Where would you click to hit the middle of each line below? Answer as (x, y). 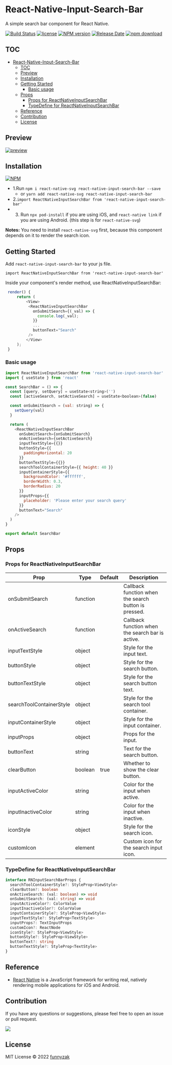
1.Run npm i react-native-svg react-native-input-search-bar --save (87, 188)
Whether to (137, 763)
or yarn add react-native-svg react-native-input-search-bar (86, 194)
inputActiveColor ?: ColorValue (43, 904)
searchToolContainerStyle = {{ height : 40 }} (66, 467)
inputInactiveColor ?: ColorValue (46, 909)
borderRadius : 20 (42, 486)
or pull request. (21, 1019)
